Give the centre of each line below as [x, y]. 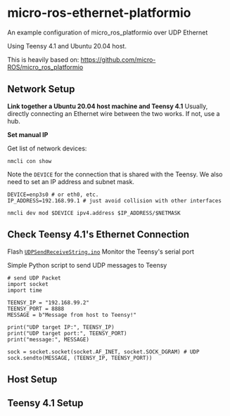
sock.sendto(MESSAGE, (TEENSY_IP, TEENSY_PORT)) [80, 358]
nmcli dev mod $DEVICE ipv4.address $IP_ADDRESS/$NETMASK [94, 213]
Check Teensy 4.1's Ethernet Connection [98, 234]
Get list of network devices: [47, 148]
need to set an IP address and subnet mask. [71, 181]
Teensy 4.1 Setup [45, 403]
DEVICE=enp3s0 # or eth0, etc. [53, 195]
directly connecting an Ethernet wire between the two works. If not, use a [114, 113]
